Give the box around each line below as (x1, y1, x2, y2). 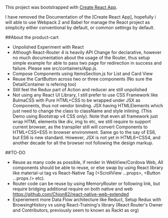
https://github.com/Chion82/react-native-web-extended (12, 191, 129, 197)
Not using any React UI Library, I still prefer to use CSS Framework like (12, 92, 158, 98)
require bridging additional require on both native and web (12, 186, 133, 192)
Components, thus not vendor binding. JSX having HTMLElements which (12, 103, 163, 108)
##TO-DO (5, 150, 26, 155)
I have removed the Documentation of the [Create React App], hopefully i (5, 14, 156, 20)
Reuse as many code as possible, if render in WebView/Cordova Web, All (12, 159, 163, 165)
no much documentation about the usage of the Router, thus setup (12, 55, 150, 61)
